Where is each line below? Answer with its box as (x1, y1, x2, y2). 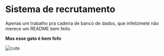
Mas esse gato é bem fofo (5, 35, 61, 41)
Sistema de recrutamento (5, 4, 115, 15)
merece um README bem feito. (5, 25, 72, 31)
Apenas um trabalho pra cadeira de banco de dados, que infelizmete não (5, 20, 159, 26)
